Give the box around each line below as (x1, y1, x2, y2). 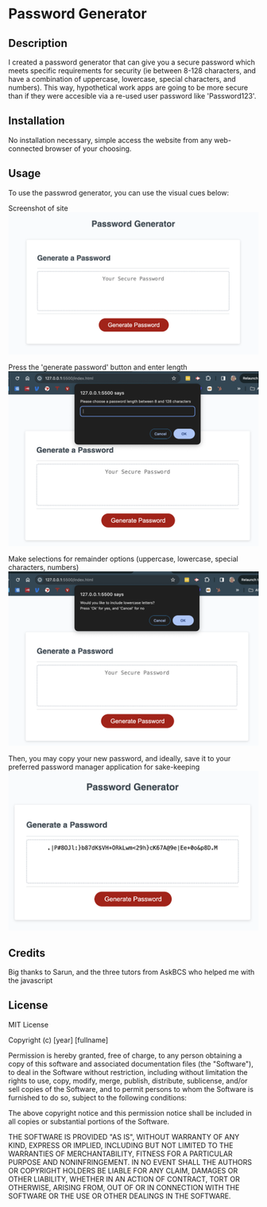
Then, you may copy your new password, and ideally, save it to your (8, 754, 231, 764)
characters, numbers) (8, 563, 79, 572)
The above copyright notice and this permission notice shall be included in (8, 1108, 252, 1117)
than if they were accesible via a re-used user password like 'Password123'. (8, 91, 257, 100)
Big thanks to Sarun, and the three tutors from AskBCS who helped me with (8, 967, 255, 977)
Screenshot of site (8, 203, 69, 213)
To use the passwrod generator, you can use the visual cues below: (8, 188, 230, 197)
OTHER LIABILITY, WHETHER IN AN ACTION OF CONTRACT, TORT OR (8, 1174, 240, 1184)
